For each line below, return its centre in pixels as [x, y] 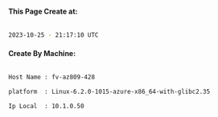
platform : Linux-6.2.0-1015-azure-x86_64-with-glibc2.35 [109, 92]
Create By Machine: [42, 53]
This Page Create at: [43, 11]
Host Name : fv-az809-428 [51, 77]
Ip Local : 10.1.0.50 [46, 107]
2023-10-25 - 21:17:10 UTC [53, 35]
